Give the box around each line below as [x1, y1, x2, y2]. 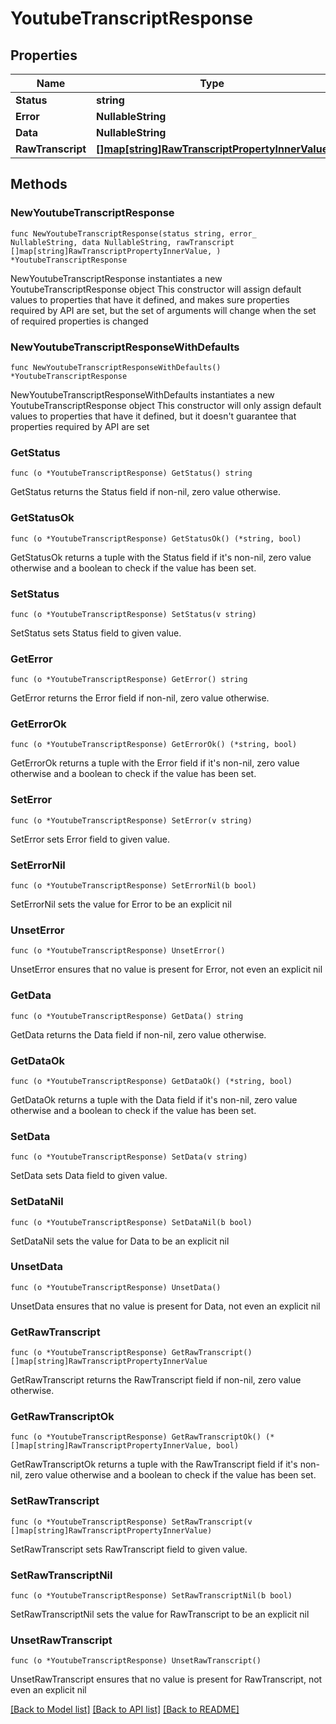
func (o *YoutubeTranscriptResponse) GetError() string [10, 675, 248, 685]
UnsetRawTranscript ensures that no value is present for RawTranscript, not [10, 1673, 323, 1686]
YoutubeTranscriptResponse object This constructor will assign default [10, 283, 302, 295]
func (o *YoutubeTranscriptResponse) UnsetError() [10, 946, 226, 956]
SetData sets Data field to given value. [10, 1170, 168, 1182]
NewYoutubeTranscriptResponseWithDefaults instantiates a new [10, 388, 275, 401]
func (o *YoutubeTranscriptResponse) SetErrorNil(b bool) [10, 881, 257, 891]
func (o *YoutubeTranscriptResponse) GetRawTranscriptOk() [10, 1432, 262, 1442]
